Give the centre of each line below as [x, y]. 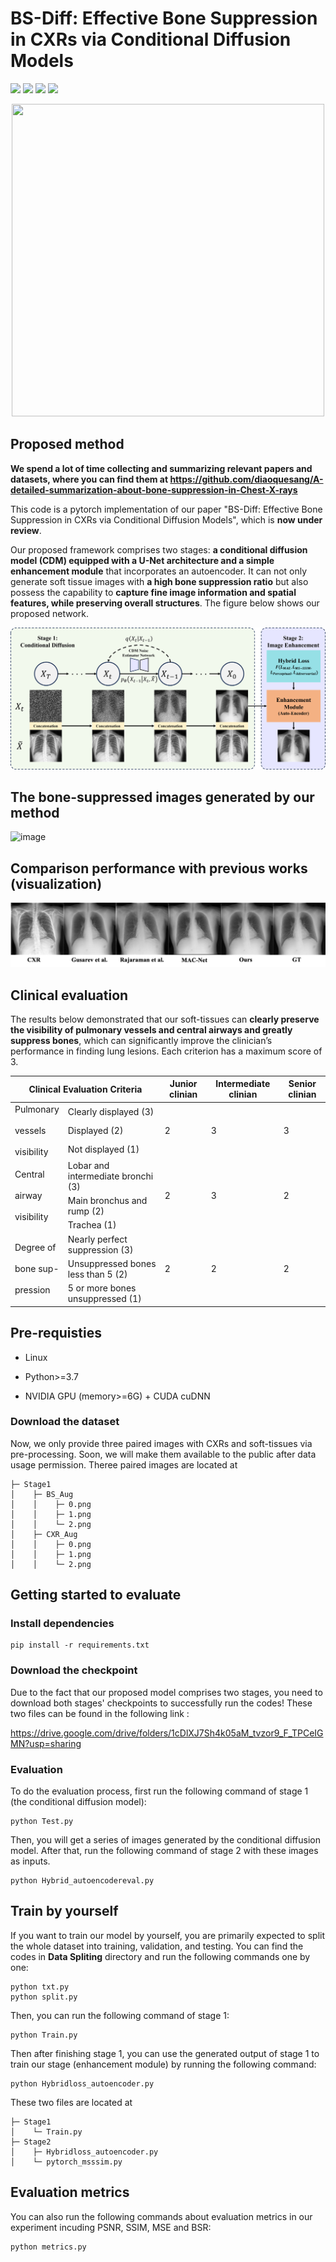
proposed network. [50, 613]
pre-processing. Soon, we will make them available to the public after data [163, 1454]
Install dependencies [62, 1624]
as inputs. [30, 1861]
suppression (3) [100, 1249]
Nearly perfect [97, 1239]
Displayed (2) [95, 1130]
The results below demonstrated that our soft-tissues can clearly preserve [165, 1019]
